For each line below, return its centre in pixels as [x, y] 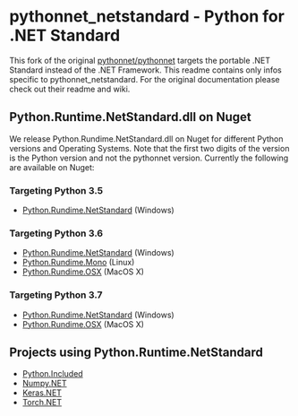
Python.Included [52, 374]
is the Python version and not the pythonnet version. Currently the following [149, 158]
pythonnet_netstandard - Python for [147, 17]
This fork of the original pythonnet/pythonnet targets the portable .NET [140, 60]
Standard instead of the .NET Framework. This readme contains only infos [145, 70]
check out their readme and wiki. [70, 89]
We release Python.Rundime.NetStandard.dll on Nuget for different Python [146, 139]
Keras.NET [42, 393]
